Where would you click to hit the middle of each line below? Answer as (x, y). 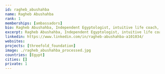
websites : (15, 41)
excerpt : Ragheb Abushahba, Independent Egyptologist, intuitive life (79, 32)
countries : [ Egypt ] (25, 55)
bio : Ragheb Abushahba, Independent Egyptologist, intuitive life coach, (82, 28)
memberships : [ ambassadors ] (34, 23)
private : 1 (16, 64)
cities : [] (16, 59)
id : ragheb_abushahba (27, 9)
